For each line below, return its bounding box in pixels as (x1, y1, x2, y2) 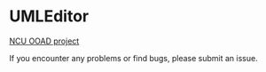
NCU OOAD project (9, 36, 80, 46)
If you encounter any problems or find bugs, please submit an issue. (9, 52, 259, 63)
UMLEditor (9, 6, 90, 27)
